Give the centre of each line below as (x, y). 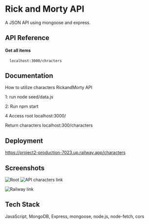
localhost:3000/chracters (36, 61)
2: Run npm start (22, 107)
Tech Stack (22, 205)
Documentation (29, 76)
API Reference (27, 38)
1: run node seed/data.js (29, 97)
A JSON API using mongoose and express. (48, 22)
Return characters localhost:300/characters (49, 125)
